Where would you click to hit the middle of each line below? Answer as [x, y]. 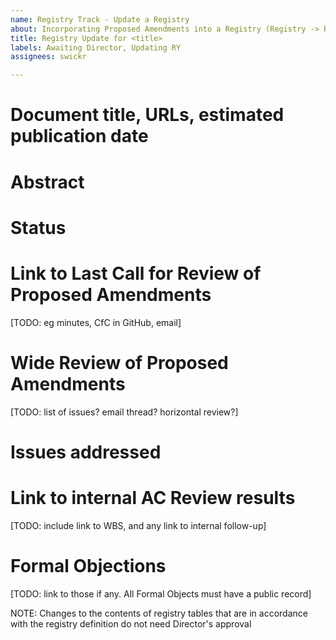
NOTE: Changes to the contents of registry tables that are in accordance [159, 613]
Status [38, 227]
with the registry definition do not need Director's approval [131, 623]
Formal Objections [88, 565]
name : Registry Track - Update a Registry [100, 19]
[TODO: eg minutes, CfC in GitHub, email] [96, 322]
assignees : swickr [48, 57]
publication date [79, 136]
